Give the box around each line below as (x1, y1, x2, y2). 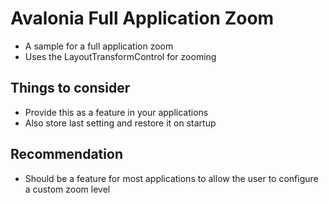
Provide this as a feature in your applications (24, 106, 209, 118)
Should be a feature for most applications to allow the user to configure (24, 172, 319, 184)
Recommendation (10, 146, 123, 163)
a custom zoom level (24, 183, 111, 195)
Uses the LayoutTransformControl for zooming (24, 50, 217, 62)
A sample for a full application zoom (24, 40, 174, 52)
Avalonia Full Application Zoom (10, 7, 275, 30)
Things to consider (10, 80, 131, 97)
